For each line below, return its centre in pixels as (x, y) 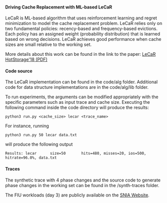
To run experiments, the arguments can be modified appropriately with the (82, 97)
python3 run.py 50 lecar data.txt (41, 135)
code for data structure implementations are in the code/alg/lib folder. (77, 87)
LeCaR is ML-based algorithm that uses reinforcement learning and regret (81, 18)
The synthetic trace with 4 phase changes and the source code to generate (83, 180)
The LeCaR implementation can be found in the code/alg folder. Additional (81, 82)
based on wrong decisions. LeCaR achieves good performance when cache (83, 39)
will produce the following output (39, 144)
